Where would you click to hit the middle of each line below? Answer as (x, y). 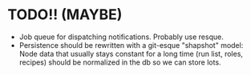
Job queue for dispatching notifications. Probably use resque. (121, 37)
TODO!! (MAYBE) (65, 15)
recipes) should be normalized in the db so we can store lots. (120, 62)
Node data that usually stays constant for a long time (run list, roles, (131, 53)
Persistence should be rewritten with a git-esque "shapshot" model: (131, 45)
